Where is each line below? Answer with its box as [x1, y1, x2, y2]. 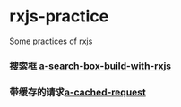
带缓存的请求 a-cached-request [9, 86, 146, 98]
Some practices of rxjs [9, 36, 93, 46]
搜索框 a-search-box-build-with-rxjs [9, 60, 172, 72]
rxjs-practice [9, 6, 109, 27]
